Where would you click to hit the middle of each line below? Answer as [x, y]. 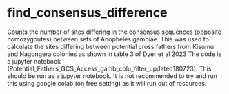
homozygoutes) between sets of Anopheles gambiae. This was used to [108, 39]
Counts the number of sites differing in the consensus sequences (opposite [114, 32]
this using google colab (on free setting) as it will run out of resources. [107, 83]
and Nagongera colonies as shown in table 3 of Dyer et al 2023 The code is [114, 54]
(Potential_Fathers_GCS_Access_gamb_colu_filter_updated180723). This [109, 68]
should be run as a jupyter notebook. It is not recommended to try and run [112, 76]
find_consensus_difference [87, 13]
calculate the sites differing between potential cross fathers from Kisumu [111, 46]
